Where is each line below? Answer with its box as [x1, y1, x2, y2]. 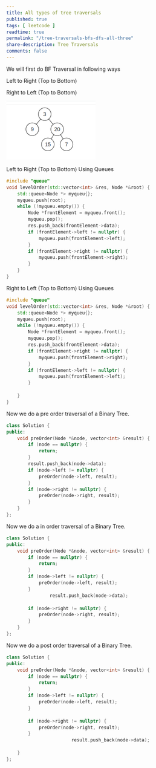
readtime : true [6, 29, 45, 35]
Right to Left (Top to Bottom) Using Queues [6, 284, 114, 291]
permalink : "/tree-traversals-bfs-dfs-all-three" [6, 35, 134, 42]
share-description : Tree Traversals [6, 42, 99, 48]
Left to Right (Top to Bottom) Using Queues [6, 165, 114, 172]
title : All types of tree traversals [6, 10, 102, 16]
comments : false [6, 48, 47, 54]
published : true [6, 16, 47, 22]
